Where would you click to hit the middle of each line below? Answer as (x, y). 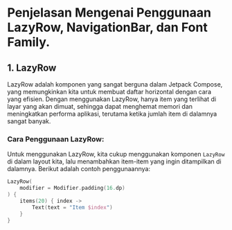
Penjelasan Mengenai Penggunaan (109, 13)
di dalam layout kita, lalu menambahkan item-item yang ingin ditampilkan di (114, 161)
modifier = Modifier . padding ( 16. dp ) (73, 188)
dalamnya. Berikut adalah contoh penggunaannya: (79, 169)
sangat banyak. (29, 121)
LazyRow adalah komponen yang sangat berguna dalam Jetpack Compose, (115, 84)
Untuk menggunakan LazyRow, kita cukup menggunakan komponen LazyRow (116, 154)
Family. (29, 42)
